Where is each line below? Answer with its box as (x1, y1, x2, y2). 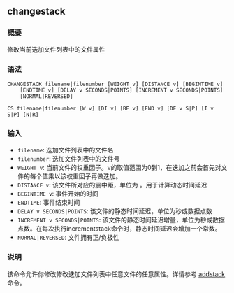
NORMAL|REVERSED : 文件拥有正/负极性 (17, 234, 120, 242)
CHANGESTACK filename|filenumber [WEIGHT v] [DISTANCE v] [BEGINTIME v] (7, 80, 224, 87)
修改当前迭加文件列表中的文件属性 (7, 45, 105, 53)
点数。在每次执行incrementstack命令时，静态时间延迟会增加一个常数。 (17, 224, 221, 233)
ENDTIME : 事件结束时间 (17, 199, 80, 207)
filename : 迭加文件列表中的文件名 (17, 146, 114, 155)
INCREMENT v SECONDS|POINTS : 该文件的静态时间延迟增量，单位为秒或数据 (17, 216, 225, 224)
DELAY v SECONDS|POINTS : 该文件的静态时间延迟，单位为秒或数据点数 (17, 207, 213, 215)
